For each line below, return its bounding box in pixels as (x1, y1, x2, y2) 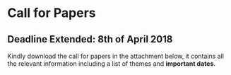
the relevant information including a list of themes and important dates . (7, 59, 216, 68)
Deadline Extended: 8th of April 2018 (7, 33, 173, 45)
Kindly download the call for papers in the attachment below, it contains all (7, 52, 225, 60)
